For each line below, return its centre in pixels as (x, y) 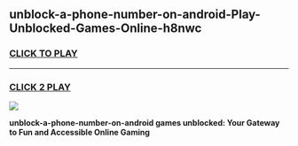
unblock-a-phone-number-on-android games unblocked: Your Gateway (145, 122)
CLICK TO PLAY (43, 54)
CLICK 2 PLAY (40, 87)
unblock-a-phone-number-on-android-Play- (135, 15)
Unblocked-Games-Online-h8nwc (106, 29)
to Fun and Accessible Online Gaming (80, 132)
